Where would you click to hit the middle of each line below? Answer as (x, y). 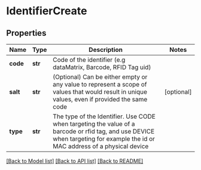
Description (106, 50)
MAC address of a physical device (101, 146)
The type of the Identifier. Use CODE (104, 116)
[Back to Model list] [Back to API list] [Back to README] (75, 161)
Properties (26, 33)
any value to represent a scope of (100, 84)
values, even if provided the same (100, 99)
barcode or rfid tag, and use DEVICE (104, 131)
